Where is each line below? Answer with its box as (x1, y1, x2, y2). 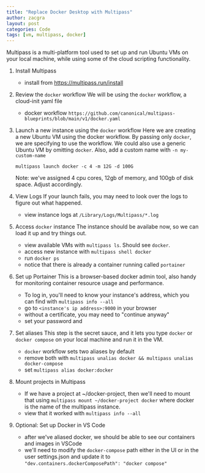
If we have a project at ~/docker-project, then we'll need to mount (24, 390, 191, 397)
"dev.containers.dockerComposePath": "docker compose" (24, 461, 167, 467)
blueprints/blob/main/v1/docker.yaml (24, 116, 121, 122)
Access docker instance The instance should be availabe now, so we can (15, 223, 199, 230)
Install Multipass (15, 67, 57, 74)
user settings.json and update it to (24, 453, 111, 461)
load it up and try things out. (15, 230, 87, 237)
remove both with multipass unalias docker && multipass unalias (24, 354, 194, 362)
